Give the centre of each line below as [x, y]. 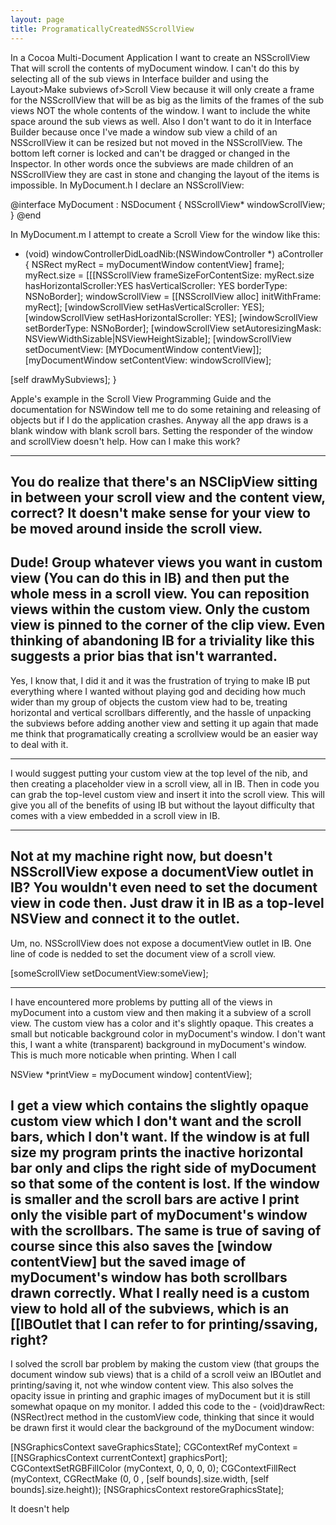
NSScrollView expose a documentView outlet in [162, 872]
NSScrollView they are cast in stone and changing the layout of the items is [165, 174]
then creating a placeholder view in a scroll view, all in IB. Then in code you [165, 783]
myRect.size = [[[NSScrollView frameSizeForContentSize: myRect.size [169, 275]
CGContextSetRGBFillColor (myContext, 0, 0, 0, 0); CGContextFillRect [153, 1468]
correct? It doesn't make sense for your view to [160, 512]
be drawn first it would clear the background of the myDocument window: [162, 1428]
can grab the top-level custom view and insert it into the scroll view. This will [167, 794]
